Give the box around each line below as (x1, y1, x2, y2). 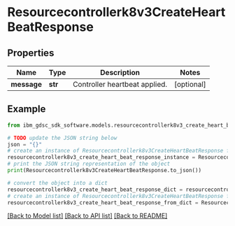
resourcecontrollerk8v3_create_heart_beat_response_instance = (7, 154, 196, 161)
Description (100, 68, 140, 77)
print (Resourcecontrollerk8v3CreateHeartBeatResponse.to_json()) (7, 167, 201, 174)
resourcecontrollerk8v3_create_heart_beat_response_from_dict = (7, 199, 199, 206)
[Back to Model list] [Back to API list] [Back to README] (7, 211, 168, 220)
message (10, 80, 42, 89)
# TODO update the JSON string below (7, 134, 117, 141)
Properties (7, 47, 55, 59)
